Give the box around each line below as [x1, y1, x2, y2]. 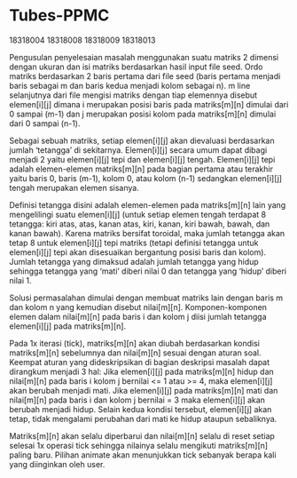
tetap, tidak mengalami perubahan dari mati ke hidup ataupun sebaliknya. [9, 413, 277, 424]
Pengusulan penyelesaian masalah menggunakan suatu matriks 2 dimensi [9, 52, 279, 62]
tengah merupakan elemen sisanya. [9, 182, 139, 193]
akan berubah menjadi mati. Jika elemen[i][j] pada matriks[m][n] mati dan [9, 385, 278, 395]
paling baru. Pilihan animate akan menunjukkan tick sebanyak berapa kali [9, 450, 277, 460]
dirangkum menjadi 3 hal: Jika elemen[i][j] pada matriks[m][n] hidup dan [9, 366, 275, 377]
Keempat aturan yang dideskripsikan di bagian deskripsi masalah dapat [9, 356, 270, 367]
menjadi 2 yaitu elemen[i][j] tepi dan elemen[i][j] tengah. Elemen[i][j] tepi [9, 154, 276, 164]
